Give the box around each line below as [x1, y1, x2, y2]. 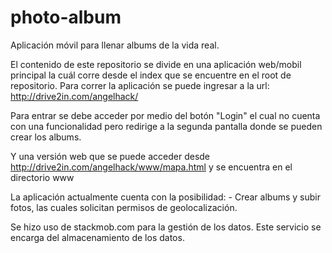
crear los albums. [10, 131, 82, 143]
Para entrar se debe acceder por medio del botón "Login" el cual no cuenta [10, 109, 321, 121]
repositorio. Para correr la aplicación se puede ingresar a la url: [10, 79, 270, 91]
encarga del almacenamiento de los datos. [10, 231, 185, 243]
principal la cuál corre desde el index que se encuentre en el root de [10, 69, 292, 81]
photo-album [10, 6, 122, 29]
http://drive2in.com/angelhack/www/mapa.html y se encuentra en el [10, 161, 293, 173]
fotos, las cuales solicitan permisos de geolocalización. [10, 201, 238, 213]
